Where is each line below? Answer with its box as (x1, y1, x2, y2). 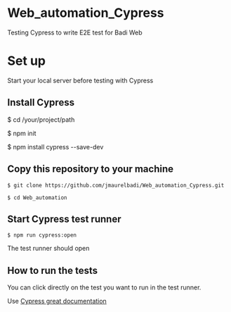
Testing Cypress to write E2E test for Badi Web (7, 28, 143, 37)
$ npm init (7, 129, 37, 137)
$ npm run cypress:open (7, 232, 77, 239)
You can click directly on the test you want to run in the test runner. (7, 283, 202, 292)
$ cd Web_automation (7, 194, 68, 201)
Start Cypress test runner (7, 213, 121, 225)
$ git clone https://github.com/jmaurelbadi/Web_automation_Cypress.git (7, 182, 225, 189)
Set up (7, 53, 46, 69)
